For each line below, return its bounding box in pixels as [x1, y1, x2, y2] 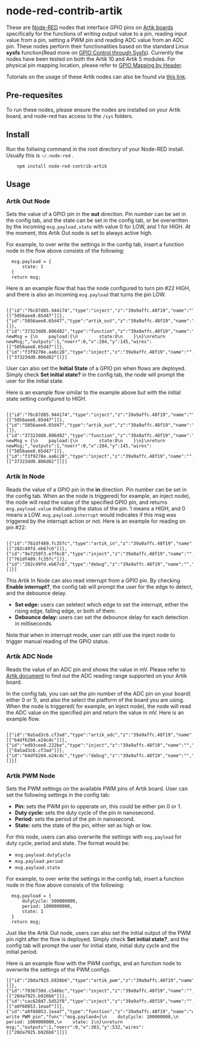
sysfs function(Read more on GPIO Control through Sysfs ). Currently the [6, 49, 184, 56]
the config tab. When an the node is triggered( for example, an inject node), [6, 492, 191, 499]
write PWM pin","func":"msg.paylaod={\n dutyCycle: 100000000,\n [6, 1014, 179, 1020]
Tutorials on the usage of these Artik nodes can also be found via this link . [6, 73, 187, 80]
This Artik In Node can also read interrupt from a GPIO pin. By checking [6, 577, 181, 584]
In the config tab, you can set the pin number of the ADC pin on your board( [6, 690, 191, 697]
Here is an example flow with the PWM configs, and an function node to [6, 960, 182, 967]
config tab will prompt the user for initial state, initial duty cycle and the [6, 942, 179, 949]
